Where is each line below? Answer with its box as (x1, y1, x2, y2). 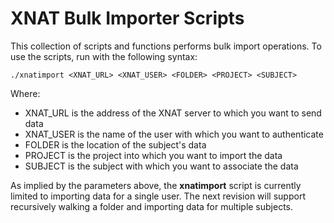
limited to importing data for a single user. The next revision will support (10, 190, 306, 202)
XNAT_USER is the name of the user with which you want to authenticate (24, 128, 324, 140)
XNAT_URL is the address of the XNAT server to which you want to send (24, 107, 322, 119)
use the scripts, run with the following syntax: (10, 50, 198, 62)
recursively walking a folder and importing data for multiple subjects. (10, 200, 294, 212)
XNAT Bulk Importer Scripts (10, 7, 245, 30)
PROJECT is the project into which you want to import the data (24, 149, 283, 161)
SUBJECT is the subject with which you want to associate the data (24, 160, 299, 172)
